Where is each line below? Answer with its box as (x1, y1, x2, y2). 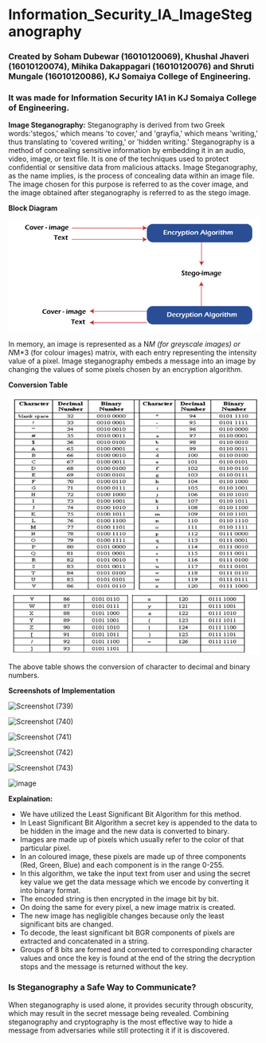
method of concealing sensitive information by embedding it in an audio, (8, 146, 246, 155)
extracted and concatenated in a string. (19, 936, 150, 946)
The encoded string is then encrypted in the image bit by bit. (19, 894, 219, 904)
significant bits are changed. (19, 919, 114, 929)
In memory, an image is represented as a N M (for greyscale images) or (8, 339, 241, 349)
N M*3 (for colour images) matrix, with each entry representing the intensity (8, 348, 257, 358)
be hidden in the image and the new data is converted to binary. (19, 826, 229, 836)
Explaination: (8, 794, 53, 804)
